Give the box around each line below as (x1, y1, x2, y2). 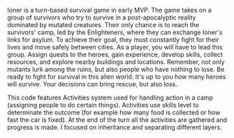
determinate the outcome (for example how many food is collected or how (7, 108, 221, 116)
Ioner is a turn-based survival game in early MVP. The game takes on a (7, 6, 212, 14)
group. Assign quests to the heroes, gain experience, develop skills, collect (7, 50, 224, 59)
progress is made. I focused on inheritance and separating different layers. (7, 123, 222, 131)
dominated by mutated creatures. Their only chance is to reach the (7, 21, 200, 29)
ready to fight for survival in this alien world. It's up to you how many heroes (7, 72, 226, 81)
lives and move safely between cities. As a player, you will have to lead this (7, 43, 223, 51)
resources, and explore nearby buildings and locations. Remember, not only (7, 58, 225, 66)
